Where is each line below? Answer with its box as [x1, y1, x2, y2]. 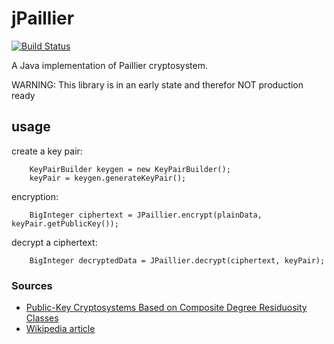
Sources [11, 278, 53, 292]
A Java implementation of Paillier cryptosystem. [11, 59, 208, 71]
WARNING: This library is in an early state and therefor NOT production [11, 78, 304, 91]
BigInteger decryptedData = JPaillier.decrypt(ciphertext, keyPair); [29, 255, 326, 266]
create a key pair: [11, 145, 83, 157]
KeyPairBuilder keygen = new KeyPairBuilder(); [29, 164, 231, 174]
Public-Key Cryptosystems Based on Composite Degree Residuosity [25, 302, 308, 314]
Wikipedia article [25, 323, 96, 335]
